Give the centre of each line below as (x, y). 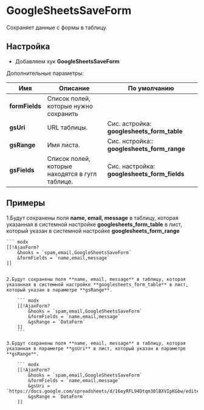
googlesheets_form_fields (146, 174)
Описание (74, 88)
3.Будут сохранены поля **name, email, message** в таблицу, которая (96, 343)
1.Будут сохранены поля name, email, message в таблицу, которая (93, 217)
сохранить (63, 113)
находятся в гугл (72, 174)
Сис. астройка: (129, 124)
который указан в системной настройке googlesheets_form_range (93, 231)
